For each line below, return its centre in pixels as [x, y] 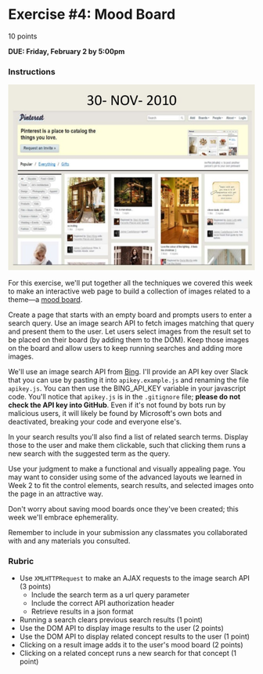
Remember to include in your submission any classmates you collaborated [128, 532]
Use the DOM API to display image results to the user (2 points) [122, 628]
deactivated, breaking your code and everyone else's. [95, 421]
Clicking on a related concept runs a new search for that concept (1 [128, 653]
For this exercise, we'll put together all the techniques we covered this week [130, 282]
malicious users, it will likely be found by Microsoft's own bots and [115, 413]
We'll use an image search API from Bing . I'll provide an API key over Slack [128, 371]
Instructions [32, 71]
